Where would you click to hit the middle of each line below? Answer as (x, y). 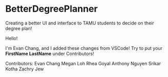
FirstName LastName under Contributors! (50, 54)
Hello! (12, 38)
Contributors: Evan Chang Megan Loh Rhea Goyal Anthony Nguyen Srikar (83, 63)
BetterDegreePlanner (52, 9)
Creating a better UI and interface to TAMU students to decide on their (80, 23)
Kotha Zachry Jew (25, 69)
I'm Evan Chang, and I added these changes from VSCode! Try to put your (84, 48)
